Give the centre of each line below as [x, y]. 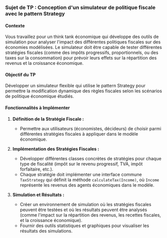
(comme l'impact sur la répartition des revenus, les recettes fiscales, [90, 215]
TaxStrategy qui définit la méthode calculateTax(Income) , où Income [89, 180]
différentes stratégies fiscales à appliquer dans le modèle [79, 134]
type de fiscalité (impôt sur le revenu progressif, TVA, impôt [81, 164]
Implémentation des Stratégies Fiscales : [56, 149]
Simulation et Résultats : [38, 195]
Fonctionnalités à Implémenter [37, 108]
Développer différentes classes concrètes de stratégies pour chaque [90, 158]
